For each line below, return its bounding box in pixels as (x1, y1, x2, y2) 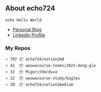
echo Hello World (5, 17, 42, 22)
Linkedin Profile (12, 32, 45, 38)
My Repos (5, 44, 30, 51)
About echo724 (5, 4, 56, 13)
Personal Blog (12, 26, 42, 33)
